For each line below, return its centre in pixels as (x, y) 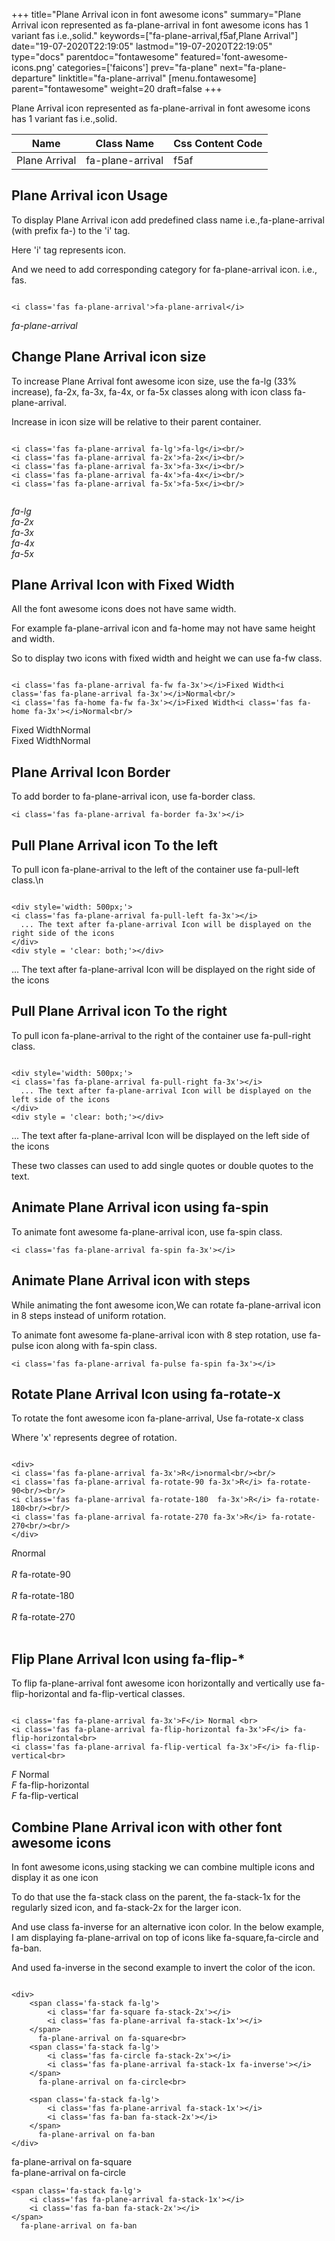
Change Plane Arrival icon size (109, 357)
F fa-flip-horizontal (50, 1785)
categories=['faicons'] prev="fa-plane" (137, 67)
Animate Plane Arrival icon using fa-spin (140, 1207)
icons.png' (33, 67)
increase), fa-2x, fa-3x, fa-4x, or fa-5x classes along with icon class (151, 391)
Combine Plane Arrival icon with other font (147, 1827)
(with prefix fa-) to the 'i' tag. (71, 230)
